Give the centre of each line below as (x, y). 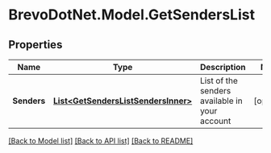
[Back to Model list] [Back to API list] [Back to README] (101, 141)
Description (223, 67)
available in (222, 101)
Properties (35, 45)
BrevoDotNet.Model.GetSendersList (132, 15)
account (216, 121)
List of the (219, 81)
